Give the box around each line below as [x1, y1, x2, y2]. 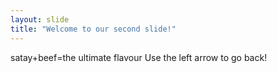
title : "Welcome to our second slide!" [10, 24, 177, 34]
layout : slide [10, 14, 70, 25]
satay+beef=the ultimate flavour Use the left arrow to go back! [10, 51, 268, 63]
